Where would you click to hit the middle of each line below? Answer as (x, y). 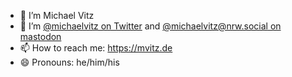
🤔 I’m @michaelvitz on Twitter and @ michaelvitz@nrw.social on (150, 26)
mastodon (40, 36)
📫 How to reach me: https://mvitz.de (96, 48)
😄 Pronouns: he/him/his (69, 62)
